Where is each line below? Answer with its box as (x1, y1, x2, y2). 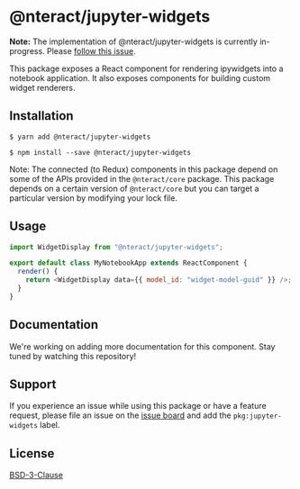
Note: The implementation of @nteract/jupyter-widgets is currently (9, 36, 259, 47)
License (9, 446, 55, 461)
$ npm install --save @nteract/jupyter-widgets (9, 148, 192, 157)
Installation (9, 108, 74, 123)
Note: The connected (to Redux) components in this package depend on (9, 164, 278, 175)
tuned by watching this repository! (9, 350, 137, 361)
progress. (9, 45, 45, 56)
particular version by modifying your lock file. (9, 192, 178, 204)
